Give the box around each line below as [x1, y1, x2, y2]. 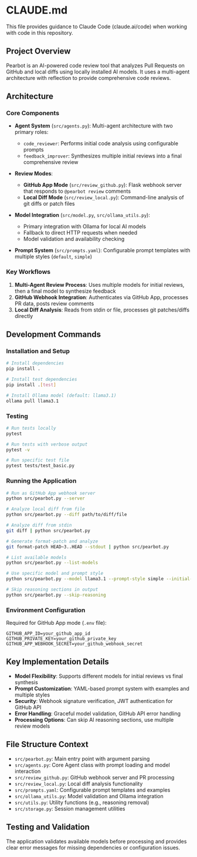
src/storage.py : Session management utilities [14, 805, 125, 812]
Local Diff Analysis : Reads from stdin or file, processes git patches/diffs [14, 306, 189, 313]
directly [14, 312, 33, 319]
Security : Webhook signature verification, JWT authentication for [14, 697, 173, 704]
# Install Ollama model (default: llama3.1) [6, 392, 117, 399]
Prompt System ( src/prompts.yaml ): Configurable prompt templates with [14, 247, 191, 254]
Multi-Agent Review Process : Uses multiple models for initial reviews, [14, 281, 185, 288]
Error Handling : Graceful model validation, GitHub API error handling [14, 709, 181, 717]
